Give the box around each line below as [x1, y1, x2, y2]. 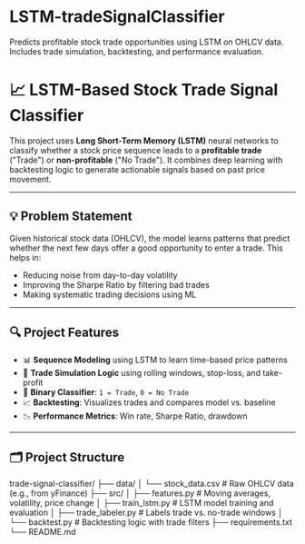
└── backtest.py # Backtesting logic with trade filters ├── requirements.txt [9, 517, 292, 528]
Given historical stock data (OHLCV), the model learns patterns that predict [9, 232, 290, 243]
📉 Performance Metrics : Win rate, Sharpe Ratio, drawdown [22, 410, 248, 421]
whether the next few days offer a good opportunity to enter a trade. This [9, 242, 283, 253]
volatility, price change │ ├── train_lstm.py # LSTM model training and [9, 498, 274, 509]
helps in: [9, 252, 42, 262]
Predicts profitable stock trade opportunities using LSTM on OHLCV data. [9, 36, 284, 47]
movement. [9, 173, 52, 184]
